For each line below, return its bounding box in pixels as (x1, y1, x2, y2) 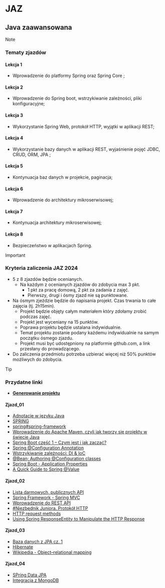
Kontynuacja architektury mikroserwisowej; (12, 219, 102, 226)
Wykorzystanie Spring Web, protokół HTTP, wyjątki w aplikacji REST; (12, 123, 154, 129)
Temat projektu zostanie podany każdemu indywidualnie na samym (20, 329, 159, 335)
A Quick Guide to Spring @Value (12, 466, 80, 472)
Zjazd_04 (5, 561, 25, 567)
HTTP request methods (12, 510, 61, 517)
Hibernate (12, 544, 34, 550)
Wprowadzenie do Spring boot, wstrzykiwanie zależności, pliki (12, 95, 142, 101)
